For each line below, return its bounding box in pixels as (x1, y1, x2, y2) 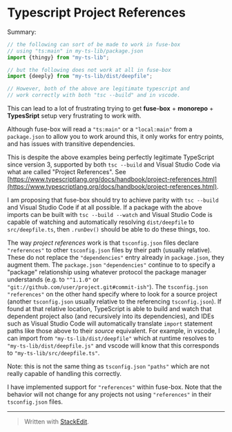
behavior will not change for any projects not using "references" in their (7, 391, 212, 399)
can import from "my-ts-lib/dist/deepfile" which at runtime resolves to (7, 334, 214, 343)
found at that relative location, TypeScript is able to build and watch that (7, 305, 212, 313)
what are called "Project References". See (7, 168, 126, 176)
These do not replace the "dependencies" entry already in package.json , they (7, 254, 224, 262)
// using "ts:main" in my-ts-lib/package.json (7, 47, 144, 55)
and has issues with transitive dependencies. (7, 140, 135, 148)
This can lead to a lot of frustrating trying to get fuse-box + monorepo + (7, 104, 214, 113)
